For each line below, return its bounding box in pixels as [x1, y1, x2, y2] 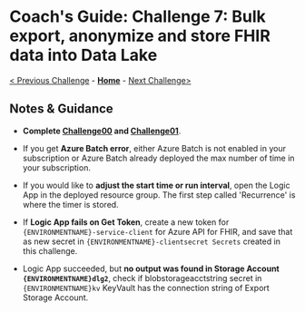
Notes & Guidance [9, 102, 113, 117]
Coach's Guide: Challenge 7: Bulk [9, 6, 266, 27]
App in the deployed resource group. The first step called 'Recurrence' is [22, 189, 296, 200]
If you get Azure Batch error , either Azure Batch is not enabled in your [22, 142, 287, 153]
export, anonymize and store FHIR [9, 25, 271, 46]
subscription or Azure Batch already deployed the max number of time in [22, 152, 295, 163]
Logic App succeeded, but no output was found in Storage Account [22, 263, 280, 274]
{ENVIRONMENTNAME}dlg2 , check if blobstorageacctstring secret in [22, 272, 262, 283]
